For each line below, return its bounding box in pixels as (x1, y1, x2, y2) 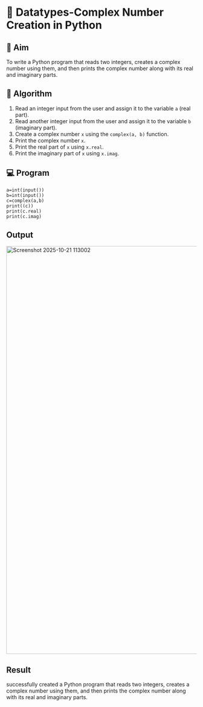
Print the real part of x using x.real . (14, 143, 104, 150)
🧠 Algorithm (6, 89, 53, 99)
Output (6, 230, 33, 241)
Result (6, 665, 31, 675)
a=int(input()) (6, 187, 45, 193)
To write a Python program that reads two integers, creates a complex (6, 59, 181, 65)
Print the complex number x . (14, 137, 86, 144)
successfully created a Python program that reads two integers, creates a (6, 681, 190, 688)
